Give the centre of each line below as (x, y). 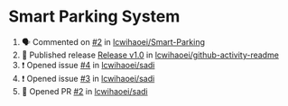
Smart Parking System (94, 17)
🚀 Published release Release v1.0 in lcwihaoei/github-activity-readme (150, 55)
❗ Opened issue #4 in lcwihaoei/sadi (88, 65)
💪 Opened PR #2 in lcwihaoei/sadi (84, 91)
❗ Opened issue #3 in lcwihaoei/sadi (88, 78)
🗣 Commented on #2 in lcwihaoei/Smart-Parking (113, 41)
